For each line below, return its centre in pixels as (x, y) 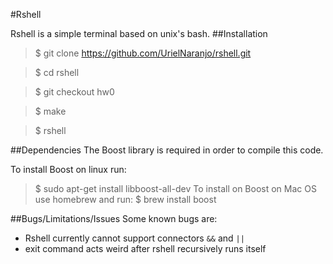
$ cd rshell (57, 72)
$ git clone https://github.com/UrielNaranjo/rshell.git (143, 53)
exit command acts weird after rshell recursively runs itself (145, 248)
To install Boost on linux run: (68, 169)
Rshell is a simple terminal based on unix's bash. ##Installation (139, 33)
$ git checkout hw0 (74, 92)
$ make (50, 111)
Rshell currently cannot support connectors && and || (134, 238)
